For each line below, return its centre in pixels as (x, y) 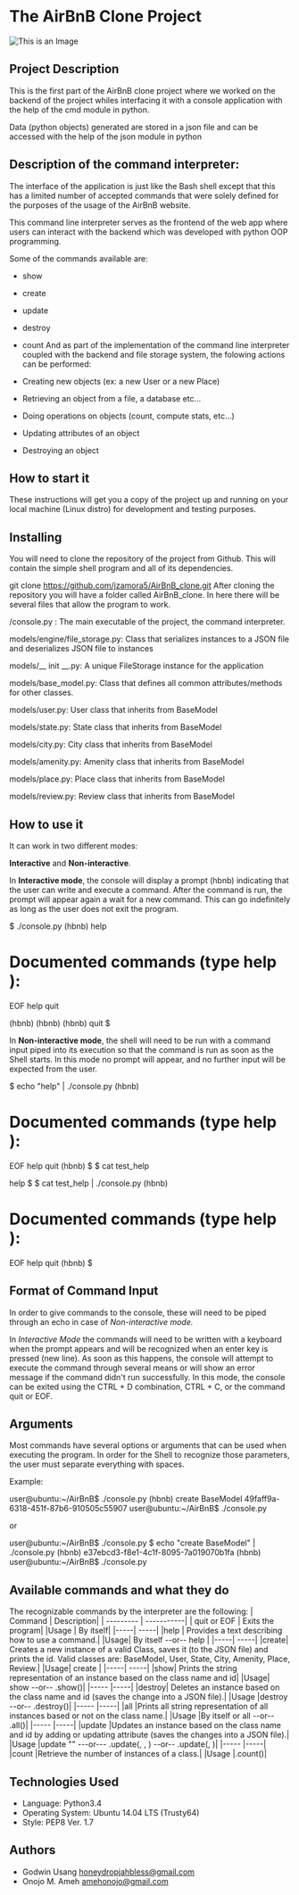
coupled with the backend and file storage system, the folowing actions (154, 354)
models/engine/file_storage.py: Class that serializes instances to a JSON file (149, 639)
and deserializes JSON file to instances (81, 649)
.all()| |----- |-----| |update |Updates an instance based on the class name (145, 1725)
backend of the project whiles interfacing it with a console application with (146, 100)
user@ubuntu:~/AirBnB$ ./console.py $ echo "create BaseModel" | (133, 1543)
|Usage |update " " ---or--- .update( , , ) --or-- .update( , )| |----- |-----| (138, 1744)
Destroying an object (61, 450)
